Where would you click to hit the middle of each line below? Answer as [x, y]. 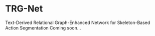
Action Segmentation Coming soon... [43, 27]
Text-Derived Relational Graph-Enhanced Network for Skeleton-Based [78, 22]
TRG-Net [24, 9]
